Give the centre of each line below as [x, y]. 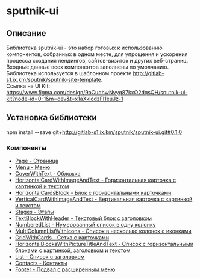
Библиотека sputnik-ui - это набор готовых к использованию [84, 48]
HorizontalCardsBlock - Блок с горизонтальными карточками [93, 193]
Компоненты [27, 147]
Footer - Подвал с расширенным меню [65, 269]
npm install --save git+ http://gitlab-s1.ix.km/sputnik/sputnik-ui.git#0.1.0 [94, 132]
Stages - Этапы [34, 212]
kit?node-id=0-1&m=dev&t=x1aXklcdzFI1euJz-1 [65, 99]
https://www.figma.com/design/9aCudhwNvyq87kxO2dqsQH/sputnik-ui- [97, 92]
